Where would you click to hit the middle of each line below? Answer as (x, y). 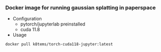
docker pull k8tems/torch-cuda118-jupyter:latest (59, 44)
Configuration (27, 19)
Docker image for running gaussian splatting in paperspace (80, 8)
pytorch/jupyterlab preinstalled (53, 24)
